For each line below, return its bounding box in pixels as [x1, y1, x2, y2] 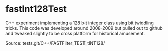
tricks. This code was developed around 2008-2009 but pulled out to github [5, 25, 163, 31]
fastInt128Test [5, 3, 67, 15]
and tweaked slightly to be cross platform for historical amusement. [5, 30, 145, 36]
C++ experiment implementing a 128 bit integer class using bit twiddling [5, 20, 154, 26]
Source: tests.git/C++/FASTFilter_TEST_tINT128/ [5, 40, 105, 46]
